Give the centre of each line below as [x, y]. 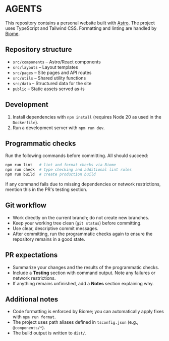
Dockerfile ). [25, 122]
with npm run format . [34, 317]
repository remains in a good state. [49, 239]
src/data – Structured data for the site [52, 83]
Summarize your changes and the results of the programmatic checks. [86, 267]
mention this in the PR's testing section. [46, 190]
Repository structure [39, 49]
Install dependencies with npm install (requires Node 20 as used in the [87, 117]
